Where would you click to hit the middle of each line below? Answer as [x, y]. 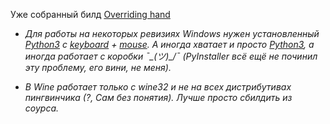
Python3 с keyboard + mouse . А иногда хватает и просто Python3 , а [169, 44]
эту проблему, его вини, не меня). [98, 67]
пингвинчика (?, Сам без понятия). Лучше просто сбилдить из [158, 97]
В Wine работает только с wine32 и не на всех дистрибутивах [158, 87]
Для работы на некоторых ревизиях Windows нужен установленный [172, 33]
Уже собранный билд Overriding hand [90, 14]
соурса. [42, 108]
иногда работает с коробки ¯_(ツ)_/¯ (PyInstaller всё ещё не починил [171, 56]
